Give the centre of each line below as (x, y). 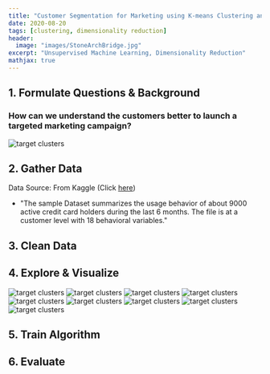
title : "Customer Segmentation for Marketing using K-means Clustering (131, 16)
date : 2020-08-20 (37, 23)
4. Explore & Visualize (64, 273)
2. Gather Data (45, 168)
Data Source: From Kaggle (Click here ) (72, 188)
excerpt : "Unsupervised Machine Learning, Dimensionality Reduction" (127, 53)
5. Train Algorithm (54, 334)
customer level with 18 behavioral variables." (94, 221)
